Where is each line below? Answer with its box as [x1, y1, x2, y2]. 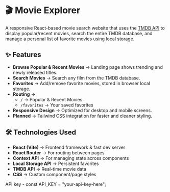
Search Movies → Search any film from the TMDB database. [12, 75, 140, 81]
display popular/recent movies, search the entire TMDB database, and [5, 30, 153, 36]
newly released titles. [12, 69, 58, 75]
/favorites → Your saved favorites [20, 102, 93, 108]
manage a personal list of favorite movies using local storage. [5, 36, 135, 42]
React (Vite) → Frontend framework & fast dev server [12, 144, 126, 150]
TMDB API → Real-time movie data [12, 166, 87, 172]
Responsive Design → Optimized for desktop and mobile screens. [12, 107, 152, 113]
